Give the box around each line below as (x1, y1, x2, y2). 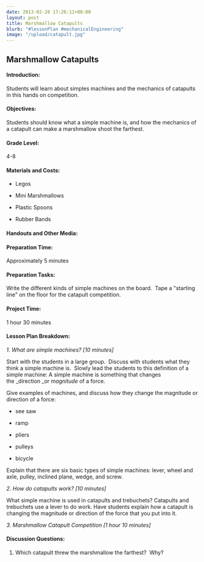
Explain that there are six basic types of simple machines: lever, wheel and (6, 466, 194, 474)
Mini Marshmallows (15, 192, 64, 199)
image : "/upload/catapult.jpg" (6, 32, 86, 38)
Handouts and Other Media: (6, 229, 78, 237)
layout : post (6, 15, 40, 21)
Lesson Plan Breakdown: (6, 333, 71, 340)
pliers (15, 431, 29, 438)
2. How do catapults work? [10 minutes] (6, 485, 107, 492)
